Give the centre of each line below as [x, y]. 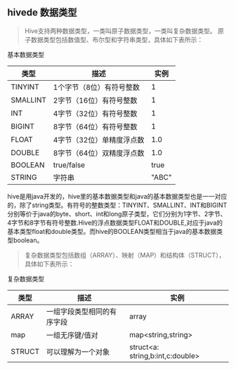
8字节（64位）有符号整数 [95, 126]
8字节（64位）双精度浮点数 [99, 153]
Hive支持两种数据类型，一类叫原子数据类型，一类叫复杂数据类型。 [120, 31]
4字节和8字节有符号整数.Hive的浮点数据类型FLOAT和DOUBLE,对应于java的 [115, 223]
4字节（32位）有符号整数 [95, 113]
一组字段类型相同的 [78, 311]
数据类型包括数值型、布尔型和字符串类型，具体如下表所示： [117, 39]
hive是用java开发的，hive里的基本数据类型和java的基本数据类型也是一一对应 [117, 196]
